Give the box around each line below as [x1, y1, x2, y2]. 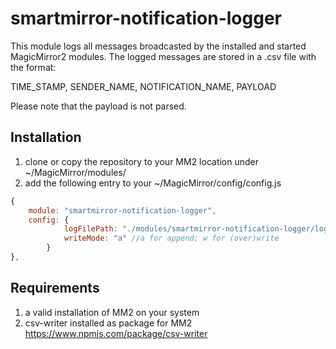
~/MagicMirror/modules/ [24, 166, 127, 178]
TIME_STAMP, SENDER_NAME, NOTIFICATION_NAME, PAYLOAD [10, 80, 277, 92]
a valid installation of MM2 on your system [24, 306, 200, 318]
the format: [10, 61, 57, 73]
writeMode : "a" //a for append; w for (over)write [63, 233, 280, 244]
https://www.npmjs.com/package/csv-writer [24, 327, 208, 339]
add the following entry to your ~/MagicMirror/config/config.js [24, 177, 282, 189]
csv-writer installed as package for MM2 [24, 317, 193, 329]
